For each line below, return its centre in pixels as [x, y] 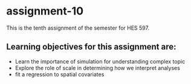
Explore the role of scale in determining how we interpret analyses [97, 68]
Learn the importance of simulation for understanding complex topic [100, 61]
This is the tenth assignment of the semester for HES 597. [78, 28]
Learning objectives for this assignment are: [91, 47]
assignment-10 [45, 11]
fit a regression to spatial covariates [60, 74]
